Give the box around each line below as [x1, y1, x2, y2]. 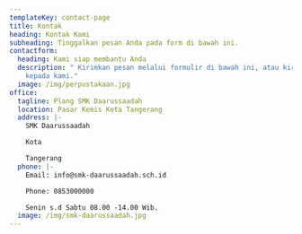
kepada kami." [25, 72, 78, 81]
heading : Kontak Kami [9, 30, 91, 39]
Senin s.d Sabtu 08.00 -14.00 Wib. [25, 203, 159, 212]
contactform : [9, 47, 58, 56]
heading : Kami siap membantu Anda [17, 55, 147, 64]
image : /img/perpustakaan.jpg [17, 80, 130, 89]
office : [9, 88, 39, 97]
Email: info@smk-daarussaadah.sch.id [25, 170, 167, 179]
